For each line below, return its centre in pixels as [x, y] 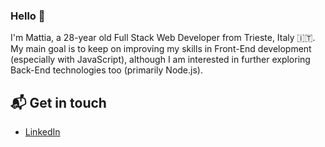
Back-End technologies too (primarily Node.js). [106, 70]
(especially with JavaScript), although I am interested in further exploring [160, 60]
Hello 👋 [28, 16]
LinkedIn [42, 132]
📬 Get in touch [58, 102]
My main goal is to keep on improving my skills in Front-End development [161, 49]
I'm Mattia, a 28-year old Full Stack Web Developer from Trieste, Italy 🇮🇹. [163, 38]
